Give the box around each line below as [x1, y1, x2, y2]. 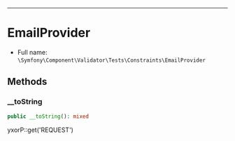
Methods [7, 76, 48, 88]
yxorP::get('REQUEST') [7, 126, 73, 134]
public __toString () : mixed [7, 113, 90, 120]
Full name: [17, 48, 48, 56]
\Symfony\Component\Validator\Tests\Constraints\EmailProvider [17, 57, 206, 64]
